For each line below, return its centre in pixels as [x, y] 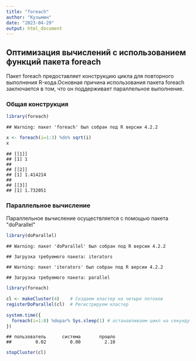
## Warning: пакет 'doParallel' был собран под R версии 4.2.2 [86, 247]
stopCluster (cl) [26, 353]
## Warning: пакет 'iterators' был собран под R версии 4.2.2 [85, 267]
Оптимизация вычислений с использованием [96, 52]
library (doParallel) [32, 236]
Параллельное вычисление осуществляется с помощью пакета [87, 219]
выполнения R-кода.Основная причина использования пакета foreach [95, 83]
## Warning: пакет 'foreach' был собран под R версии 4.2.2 [82, 127]
